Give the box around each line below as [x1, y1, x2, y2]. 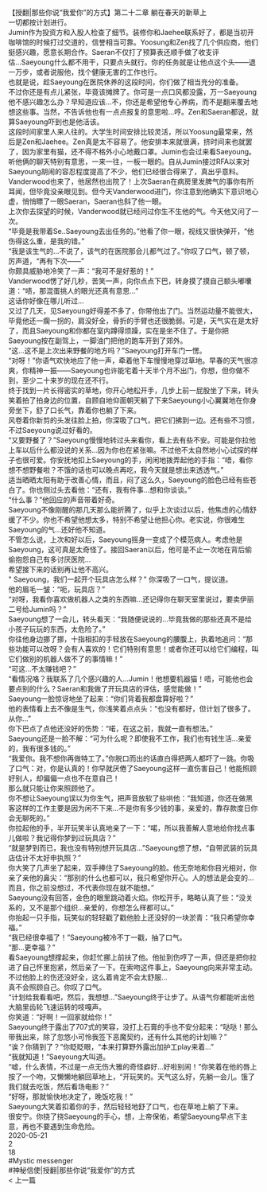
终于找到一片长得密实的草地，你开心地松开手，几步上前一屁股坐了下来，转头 [8, 386, 259, 395]
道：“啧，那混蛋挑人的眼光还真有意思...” [8, 286, 139, 295]
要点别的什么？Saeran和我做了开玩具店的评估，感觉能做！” [8, 684, 202, 693]
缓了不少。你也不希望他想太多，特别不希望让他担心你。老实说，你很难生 [8, 515, 245, 524]
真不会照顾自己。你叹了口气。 [8, 983, 106, 991]
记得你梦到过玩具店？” [42, 833, 117, 843]
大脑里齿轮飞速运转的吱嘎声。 [8, 1003, 106, 1011]
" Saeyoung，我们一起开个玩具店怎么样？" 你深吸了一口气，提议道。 [8, 575, 233, 584]
